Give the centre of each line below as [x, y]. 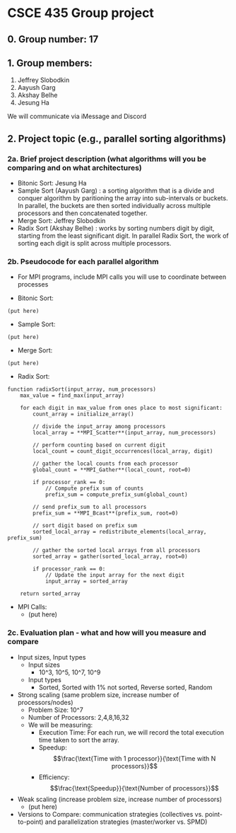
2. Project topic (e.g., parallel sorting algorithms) [117, 138]
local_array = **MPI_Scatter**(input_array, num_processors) [125, 433]
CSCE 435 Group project [81, 13]
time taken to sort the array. [79, 740]
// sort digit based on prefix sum [85, 526]
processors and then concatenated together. [83, 213]
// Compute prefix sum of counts [94, 489]
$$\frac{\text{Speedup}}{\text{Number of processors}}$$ [134, 788]
